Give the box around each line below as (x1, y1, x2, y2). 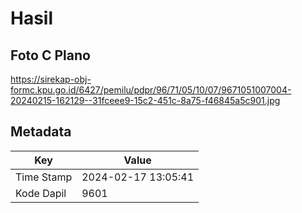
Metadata (10, 123, 72, 141)
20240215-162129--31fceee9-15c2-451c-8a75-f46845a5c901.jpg (10, 95, 281, 106)
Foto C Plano (10, 47, 91, 64)
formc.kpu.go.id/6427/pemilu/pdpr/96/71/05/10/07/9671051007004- (10, 84, 292, 96)
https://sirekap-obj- (10, 73, 92, 85)
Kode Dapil (15, 186, 67, 200)
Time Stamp (15, 170, 73, 184)
